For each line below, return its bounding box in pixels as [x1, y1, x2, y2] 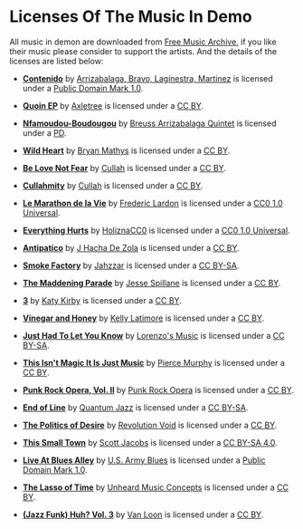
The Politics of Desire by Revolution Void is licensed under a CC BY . [22, 419, 278, 430]
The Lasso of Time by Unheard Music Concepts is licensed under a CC [22, 482, 289, 493]
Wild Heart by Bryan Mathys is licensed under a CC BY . [22, 145, 231, 156]
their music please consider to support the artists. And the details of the [9, 45, 278, 56]
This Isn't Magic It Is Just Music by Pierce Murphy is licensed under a [22, 357, 285, 368]
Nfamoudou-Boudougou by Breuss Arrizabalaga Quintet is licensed [22, 118, 277, 129]
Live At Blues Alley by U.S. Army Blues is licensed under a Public [22, 455, 266, 466]
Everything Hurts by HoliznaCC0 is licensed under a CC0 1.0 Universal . [22, 225, 291, 236]
